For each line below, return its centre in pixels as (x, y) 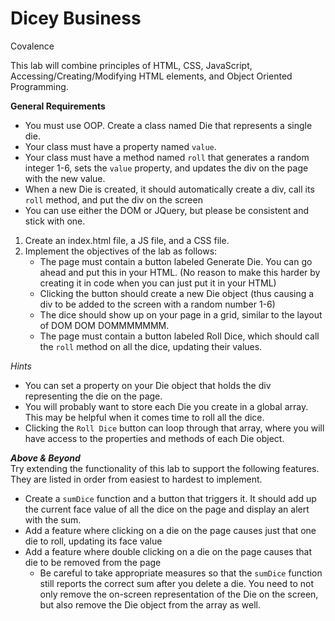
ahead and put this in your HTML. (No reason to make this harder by (180, 272)
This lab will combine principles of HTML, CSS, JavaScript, (131, 65)
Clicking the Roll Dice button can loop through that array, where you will (174, 428)
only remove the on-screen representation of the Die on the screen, (179, 594)
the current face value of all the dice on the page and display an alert (167, 509)
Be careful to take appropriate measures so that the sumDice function (181, 573)
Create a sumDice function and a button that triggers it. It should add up (170, 498)
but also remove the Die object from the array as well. (150, 604)
